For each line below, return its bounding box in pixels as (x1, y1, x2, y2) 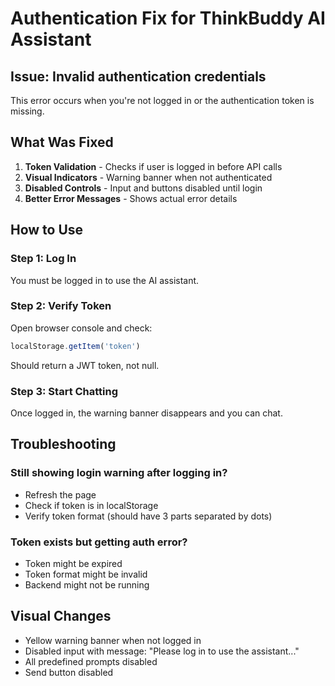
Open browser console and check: (10, 322, 153, 334)
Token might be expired (24, 557, 123, 569)
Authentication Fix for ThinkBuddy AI (10, 7, 326, 30)
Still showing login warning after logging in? (10, 466, 228, 480)
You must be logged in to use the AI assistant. (10, 274, 200, 286)
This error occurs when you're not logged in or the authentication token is (10, 95, 315, 106)
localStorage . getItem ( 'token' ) (10, 341, 141, 351)
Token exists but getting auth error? (10, 535, 188, 549)
